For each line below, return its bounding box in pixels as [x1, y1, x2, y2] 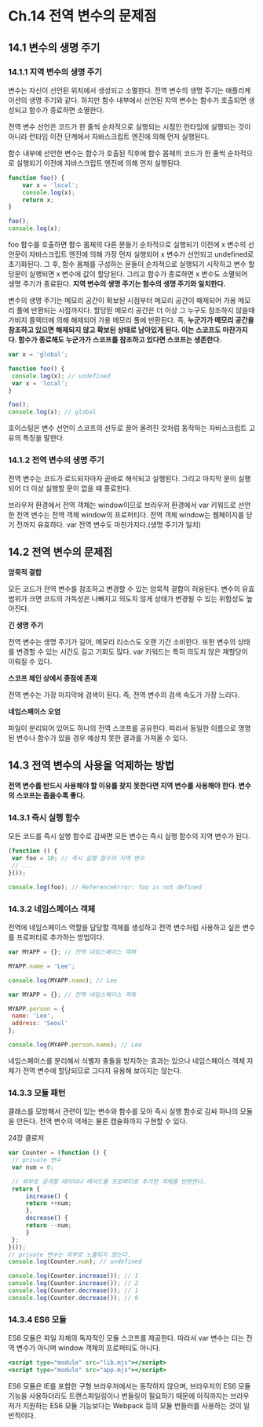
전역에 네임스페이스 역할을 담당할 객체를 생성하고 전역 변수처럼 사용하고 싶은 [8, 923, 241, 932]
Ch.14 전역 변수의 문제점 [8, 7, 157, 25]
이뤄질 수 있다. [8, 657, 53, 666]
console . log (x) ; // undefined [11, 372, 111, 380]
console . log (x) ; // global [8, 408, 97, 416]
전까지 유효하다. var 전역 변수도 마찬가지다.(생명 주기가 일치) [16, 520, 202, 530]
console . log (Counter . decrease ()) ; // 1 [8, 1286, 139, 1295]
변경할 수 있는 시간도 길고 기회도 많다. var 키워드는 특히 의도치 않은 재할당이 [16, 647, 249, 656]
